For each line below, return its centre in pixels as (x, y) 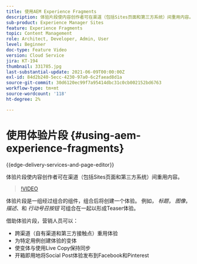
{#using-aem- (106, 135)
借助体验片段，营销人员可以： (42, 220)
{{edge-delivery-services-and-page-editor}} (60, 164)
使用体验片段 (37, 135)
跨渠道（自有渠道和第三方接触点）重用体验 (66, 233)
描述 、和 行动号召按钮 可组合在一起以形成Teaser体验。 (73, 208)
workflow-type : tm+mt (33, 88)
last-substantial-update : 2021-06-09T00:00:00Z (66, 72)
